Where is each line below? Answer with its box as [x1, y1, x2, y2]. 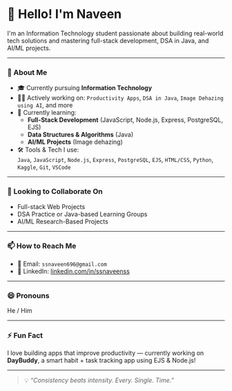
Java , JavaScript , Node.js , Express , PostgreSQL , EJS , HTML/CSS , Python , [17, 156, 214, 164]
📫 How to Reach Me [7, 242, 77, 251]
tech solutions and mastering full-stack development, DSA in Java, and [7, 36, 209, 44]
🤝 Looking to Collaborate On [7, 187, 104, 197]
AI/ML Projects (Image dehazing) [27, 138, 123, 146]
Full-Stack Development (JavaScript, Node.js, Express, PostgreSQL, [27, 116, 224, 124]
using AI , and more [17, 101, 73, 109]
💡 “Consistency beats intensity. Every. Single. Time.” [23, 376, 175, 385]
